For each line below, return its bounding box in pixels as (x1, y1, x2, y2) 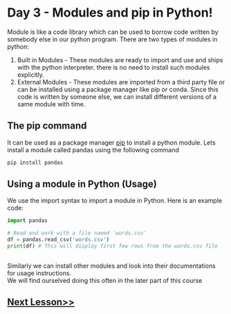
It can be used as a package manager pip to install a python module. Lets (7, 138, 216, 147)
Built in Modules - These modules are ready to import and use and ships (17, 55, 223, 64)
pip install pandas (7, 159, 64, 166)
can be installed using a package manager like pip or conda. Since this (17, 85, 219, 93)
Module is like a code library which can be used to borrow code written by (7, 28, 219, 36)
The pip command (7, 120, 87, 132)
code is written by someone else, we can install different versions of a (17, 92, 216, 101)
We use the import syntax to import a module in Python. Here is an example (7, 196, 223, 205)
